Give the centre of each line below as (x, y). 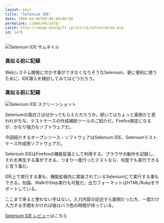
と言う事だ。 (18, 166)
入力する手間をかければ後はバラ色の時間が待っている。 (61, 205)
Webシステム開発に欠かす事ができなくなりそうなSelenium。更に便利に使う (81, 73)
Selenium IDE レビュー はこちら (36, 216)
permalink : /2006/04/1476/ (33, 23)
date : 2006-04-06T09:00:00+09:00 (39, 19)
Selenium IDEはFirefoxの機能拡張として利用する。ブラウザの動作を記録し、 (81, 154)
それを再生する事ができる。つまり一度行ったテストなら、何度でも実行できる (82, 160)
